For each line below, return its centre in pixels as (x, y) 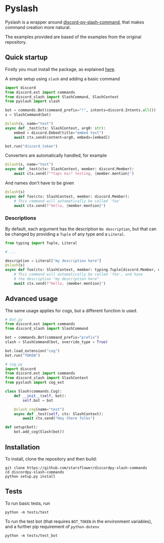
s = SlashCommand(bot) (28, 115)
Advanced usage (31, 299)
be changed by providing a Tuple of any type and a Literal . (65, 234)
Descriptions (21, 218)
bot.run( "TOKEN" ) (23, 355)
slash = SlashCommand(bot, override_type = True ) (57, 342)
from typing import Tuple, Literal (41, 243)
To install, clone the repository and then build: (51, 459)
